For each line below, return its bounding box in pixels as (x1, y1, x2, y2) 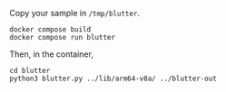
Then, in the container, (9, 49, 93, 60)
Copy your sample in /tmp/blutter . (9, 8, 141, 18)
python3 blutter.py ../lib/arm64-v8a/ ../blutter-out (9, 74, 218, 83)
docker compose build (9, 25, 92, 34)
